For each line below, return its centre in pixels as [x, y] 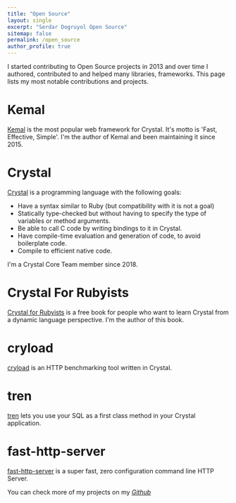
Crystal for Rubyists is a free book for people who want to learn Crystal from [118, 312]
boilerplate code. [42, 243]
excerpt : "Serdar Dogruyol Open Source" [68, 27]
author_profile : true [39, 46]
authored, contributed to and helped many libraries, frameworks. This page [116, 74]
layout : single [30, 20]
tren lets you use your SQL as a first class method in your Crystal [101, 415]
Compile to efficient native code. [65, 250]
